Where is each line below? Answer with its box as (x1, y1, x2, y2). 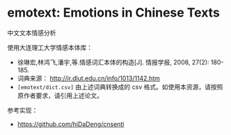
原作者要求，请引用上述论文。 (17, 91, 103, 100)
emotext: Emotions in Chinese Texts (7, 5, 221, 21)
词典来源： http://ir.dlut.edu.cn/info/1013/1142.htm (17, 74, 160, 82)
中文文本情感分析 (7, 28, 56, 37)
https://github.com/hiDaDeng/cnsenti (17, 120, 125, 128)
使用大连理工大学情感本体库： (7, 43, 93, 51)
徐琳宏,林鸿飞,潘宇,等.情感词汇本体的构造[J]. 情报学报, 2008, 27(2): (17, 57, 209, 66)
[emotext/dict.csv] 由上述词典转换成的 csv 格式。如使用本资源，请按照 (17, 82, 223, 91)
